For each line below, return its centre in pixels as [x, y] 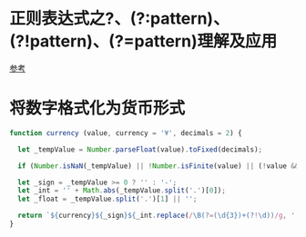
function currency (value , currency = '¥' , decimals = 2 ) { [126, 133]
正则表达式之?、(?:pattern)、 [119, 19]
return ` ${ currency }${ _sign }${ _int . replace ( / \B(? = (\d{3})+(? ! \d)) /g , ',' [160, 216]
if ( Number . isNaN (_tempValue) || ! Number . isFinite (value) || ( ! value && [158, 166]
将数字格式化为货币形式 [97, 109]
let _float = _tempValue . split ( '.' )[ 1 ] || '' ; [107, 199]
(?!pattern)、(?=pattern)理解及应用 [143, 41]
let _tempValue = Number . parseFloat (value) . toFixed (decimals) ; [140, 149]
